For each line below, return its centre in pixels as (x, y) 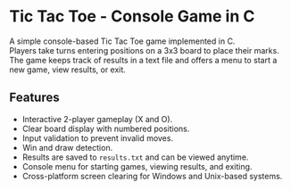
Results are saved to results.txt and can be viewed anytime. (135, 157)
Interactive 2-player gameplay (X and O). (97, 119)
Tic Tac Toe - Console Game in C (132, 17)
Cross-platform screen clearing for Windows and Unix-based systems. (152, 176)
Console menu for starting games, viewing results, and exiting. (137, 166)
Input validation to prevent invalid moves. (98, 138)
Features (34, 98)
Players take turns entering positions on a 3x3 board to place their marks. (144, 50)
